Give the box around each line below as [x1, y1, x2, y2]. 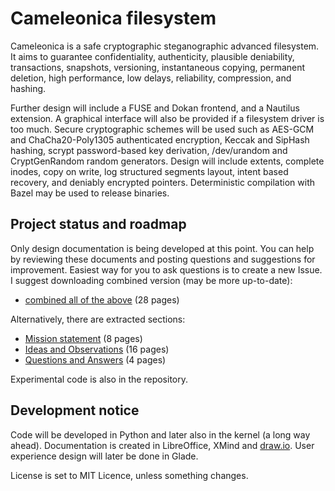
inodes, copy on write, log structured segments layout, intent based [10, 165, 289, 177]
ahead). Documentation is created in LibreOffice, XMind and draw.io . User [10, 439, 315, 451]
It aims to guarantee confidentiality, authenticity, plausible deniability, [10, 50, 295, 62]
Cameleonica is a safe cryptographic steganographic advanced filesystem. [10, 40, 320, 52]
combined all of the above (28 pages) [24, 293, 180, 306]
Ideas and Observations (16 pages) [24, 343, 170, 355]
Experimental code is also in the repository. [10, 373, 188, 385]
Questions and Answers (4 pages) [24, 353, 167, 366]
